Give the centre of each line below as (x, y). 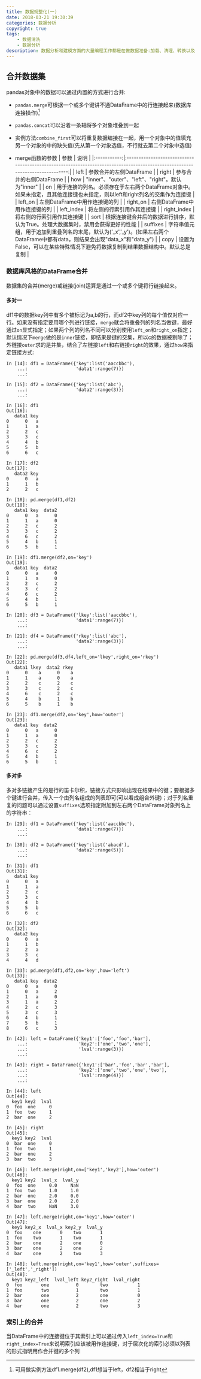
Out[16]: (17, 411)
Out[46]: (17, 1175)
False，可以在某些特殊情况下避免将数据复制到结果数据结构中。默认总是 (103, 247)
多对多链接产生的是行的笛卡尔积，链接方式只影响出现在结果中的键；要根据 (98, 790)
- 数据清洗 (29, 40)
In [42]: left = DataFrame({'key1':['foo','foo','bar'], (79, 1039)
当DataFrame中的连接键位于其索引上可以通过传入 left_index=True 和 (90, 1336)
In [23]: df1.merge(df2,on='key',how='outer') (65, 714)
